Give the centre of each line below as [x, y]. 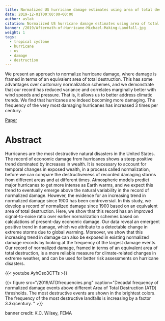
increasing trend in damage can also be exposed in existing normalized [77, 237]
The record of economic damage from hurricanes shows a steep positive [79, 159]
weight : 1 [15, 32]
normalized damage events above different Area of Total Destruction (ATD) [81, 288]
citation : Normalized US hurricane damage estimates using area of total [82, 23]
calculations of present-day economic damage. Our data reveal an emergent [82, 222]
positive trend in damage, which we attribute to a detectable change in [76, 227]
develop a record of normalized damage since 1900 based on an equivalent [82, 206]
